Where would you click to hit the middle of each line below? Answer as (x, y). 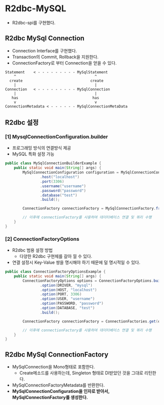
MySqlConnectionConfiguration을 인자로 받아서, (61, 391)
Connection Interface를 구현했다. (44, 51)
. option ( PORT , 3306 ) (61, 294)
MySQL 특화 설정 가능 (33, 154)
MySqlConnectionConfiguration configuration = (71, 172)
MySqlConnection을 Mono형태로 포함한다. (53, 367)
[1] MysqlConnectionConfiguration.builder (57, 137)
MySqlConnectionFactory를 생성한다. (50, 397)
